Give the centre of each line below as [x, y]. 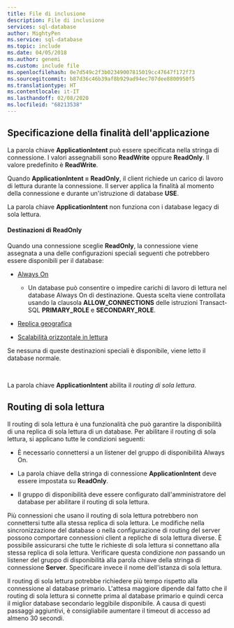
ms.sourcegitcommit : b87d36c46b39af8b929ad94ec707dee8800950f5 [101, 79]
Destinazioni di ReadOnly [45, 230]
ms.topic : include [34, 46]
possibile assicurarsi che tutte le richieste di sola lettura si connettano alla [114, 545]
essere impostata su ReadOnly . [63, 480]
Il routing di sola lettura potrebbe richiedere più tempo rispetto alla [102, 580]
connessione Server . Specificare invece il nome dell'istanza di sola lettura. [115, 567]
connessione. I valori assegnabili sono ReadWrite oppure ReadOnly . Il [108, 157]
